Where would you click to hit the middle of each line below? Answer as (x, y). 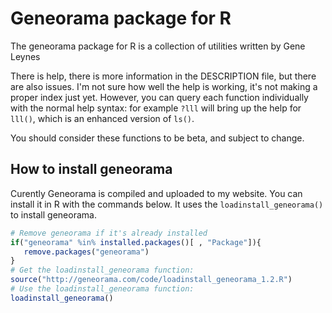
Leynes (25, 56)
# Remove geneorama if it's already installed (109, 233)
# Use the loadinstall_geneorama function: (102, 289)
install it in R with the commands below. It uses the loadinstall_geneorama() (167, 204)
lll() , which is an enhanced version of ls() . (102, 118)
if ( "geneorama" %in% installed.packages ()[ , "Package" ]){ (136, 242)
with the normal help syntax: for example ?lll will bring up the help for (156, 108)
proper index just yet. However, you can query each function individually (159, 97)
